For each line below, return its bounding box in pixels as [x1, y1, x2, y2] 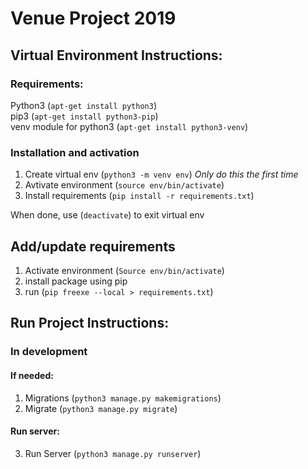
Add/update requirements [10, 238, 176, 255]
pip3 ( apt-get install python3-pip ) [10, 110, 159, 122]
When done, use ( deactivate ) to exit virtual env [10, 209, 205, 221]
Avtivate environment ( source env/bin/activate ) [24, 179, 225, 191]
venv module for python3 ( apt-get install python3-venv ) [10, 120, 249, 132]
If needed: [10, 369, 54, 381]
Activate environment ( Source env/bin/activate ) [24, 264, 225, 276]
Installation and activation [10, 145, 140, 159]
